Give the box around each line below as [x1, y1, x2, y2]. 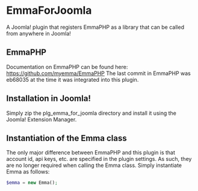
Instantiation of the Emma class [6, 133, 128, 143]
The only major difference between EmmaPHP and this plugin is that [6, 149, 176, 156]
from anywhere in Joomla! [6, 29, 71, 37]
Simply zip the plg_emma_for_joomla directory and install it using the [6, 109, 176, 117]
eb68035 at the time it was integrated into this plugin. [6, 76, 139, 83]
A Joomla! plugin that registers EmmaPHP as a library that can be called [6, 23, 185, 31]
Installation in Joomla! [6, 94, 91, 104]
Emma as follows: [6, 168, 50, 175]
